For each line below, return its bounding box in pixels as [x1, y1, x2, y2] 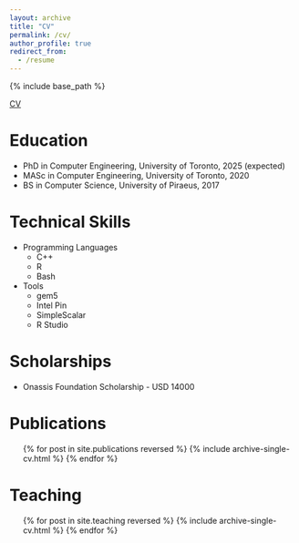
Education [9, 130, 88, 151]
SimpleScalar [36, 309, 87, 320]
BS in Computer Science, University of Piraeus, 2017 [22, 179, 221, 190]
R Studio [36, 319, 68, 330]
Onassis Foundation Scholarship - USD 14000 [22, 381, 195, 392]
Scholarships [9, 352, 112, 372]
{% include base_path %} [9, 81, 106, 91]
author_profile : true [9, 38, 92, 48]
